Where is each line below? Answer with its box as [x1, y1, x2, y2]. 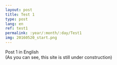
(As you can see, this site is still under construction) [5, 54, 112, 60]
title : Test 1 [5, 12, 35, 17]
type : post [5, 16, 28, 21]
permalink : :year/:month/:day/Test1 [5, 30, 82, 35]
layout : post [5, 7, 33, 12]
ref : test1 [5, 26, 28, 31]
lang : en [5, 21, 24, 26]
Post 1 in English [5, 48, 39, 55]
